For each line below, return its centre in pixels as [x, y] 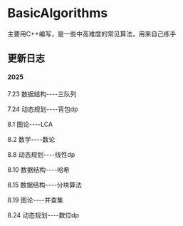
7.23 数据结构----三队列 [42, 93]
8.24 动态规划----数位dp [43, 215]
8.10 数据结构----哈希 [38, 170]
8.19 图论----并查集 [36, 200]
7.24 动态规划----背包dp [43, 109]
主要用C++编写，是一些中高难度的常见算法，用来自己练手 [92, 34]
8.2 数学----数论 [31, 139]
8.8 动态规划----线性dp [41, 154]
